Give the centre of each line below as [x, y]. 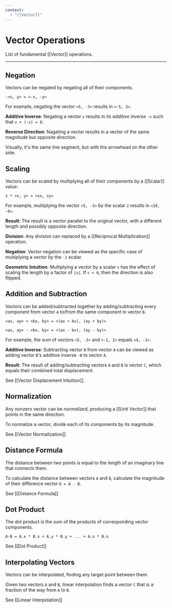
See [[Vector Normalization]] [36, 434]
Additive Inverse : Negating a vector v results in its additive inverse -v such [84, 116]
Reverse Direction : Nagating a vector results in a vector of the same [77, 132]
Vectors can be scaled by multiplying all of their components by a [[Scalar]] [85, 181]
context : [15, 10]
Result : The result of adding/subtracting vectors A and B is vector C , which [83, 365]
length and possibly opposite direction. [46, 227]
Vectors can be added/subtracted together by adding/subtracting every [81, 306]
